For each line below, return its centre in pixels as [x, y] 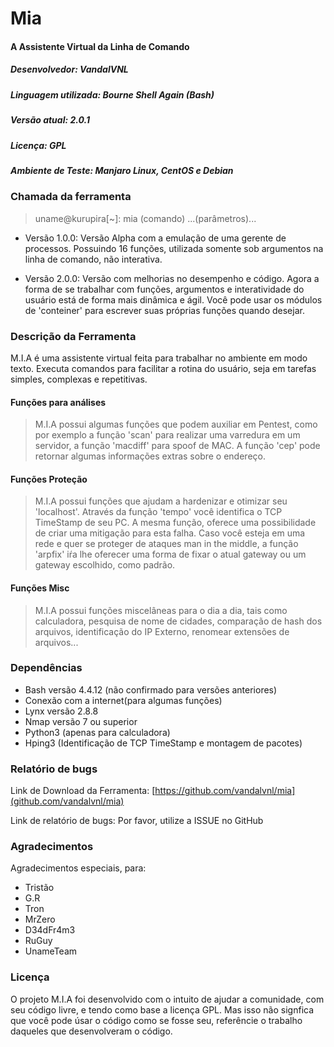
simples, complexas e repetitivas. [79, 379]
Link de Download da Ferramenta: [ [83, 791]
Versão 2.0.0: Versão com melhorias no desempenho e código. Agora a [172, 278]
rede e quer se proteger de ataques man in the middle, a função [166, 544]
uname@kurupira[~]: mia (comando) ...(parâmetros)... [145, 218]
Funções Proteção [49, 479]
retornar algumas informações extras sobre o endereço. [150, 456]
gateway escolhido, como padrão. [105, 565]
